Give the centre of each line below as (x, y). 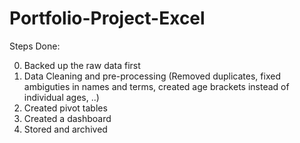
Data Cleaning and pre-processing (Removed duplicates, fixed (152, 76)
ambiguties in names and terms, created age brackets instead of (156, 86)
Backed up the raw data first (82, 65)
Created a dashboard (67, 118)
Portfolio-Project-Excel (107, 18)
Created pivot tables (65, 108)
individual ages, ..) (61, 97)
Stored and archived (65, 129)
